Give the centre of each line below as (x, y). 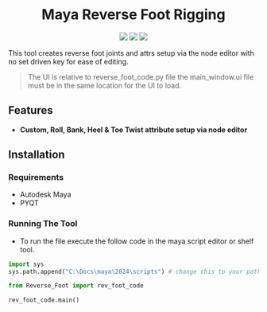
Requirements (36, 177)
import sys (26, 264)
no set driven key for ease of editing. (68, 61)
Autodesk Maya (45, 195)
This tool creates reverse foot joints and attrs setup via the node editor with (131, 53)
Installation (37, 155)
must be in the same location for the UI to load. (104, 85)
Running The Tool (43, 224)
